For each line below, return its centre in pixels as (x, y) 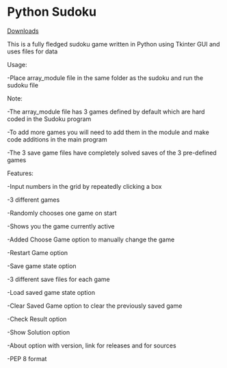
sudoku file (23, 85)
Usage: (17, 64)
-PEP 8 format (27, 358)
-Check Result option (37, 319)
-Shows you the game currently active (61, 226)
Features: (21, 173)
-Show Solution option (39, 332)
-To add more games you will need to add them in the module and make (108, 132)
